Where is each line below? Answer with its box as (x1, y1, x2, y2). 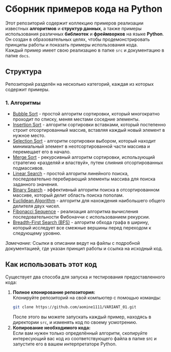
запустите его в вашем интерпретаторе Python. (12, 341, 117, 347)
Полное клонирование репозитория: (12, 289, 95, 295)
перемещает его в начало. (12, 149, 71, 155)
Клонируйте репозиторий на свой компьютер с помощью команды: (12, 294, 161, 300)
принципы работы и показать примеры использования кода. (5, 41, 138, 48)
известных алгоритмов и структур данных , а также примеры (5, 25, 142, 31)
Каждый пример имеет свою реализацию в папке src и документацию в (5, 47, 164, 53)
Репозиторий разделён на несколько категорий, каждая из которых (5, 81, 154, 87)
